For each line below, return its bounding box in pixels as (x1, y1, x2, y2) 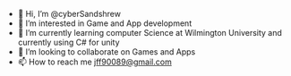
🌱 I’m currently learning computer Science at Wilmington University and (17, 28, 282, 38)
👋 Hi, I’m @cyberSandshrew (17, 9, 121, 19)
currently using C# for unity (17, 37, 120, 47)
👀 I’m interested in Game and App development (17, 18, 193, 29)
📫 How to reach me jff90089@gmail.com (17, 56, 172, 67)
